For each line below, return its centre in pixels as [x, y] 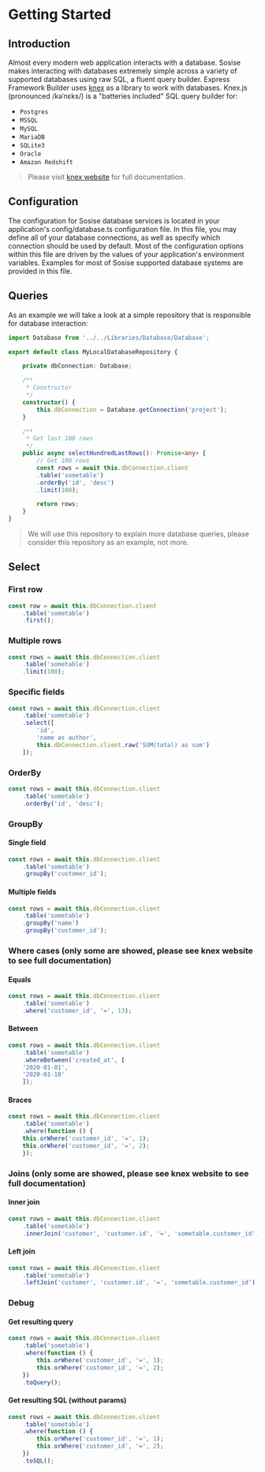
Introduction [39, 44]
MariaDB [32, 137]
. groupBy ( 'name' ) [51, 923]
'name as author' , [67, 738]
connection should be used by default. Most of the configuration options [126, 245]
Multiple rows [35, 641]
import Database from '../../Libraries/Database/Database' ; [109, 338]
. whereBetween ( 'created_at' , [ [74, 1060]
